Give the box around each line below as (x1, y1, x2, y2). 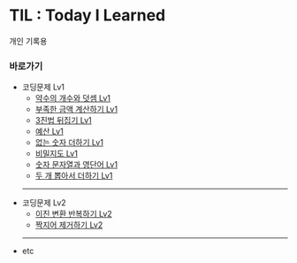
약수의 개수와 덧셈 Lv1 (34, 93, 110, 104)
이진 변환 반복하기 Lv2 (34, 209, 112, 220)
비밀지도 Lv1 (34, 148, 78, 159)
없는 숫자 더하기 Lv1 (34, 137, 104, 148)
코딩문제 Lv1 (21, 81, 65, 93)
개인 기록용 (9, 35, 48, 46)
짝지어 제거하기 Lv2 (34, 220, 103, 230)
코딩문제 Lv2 (21, 197, 66, 208)
